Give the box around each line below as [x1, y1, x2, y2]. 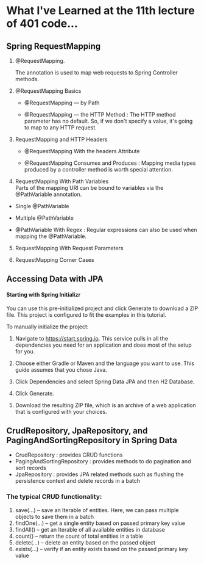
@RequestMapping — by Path [24, 99, 100, 106]
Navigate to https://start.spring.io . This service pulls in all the [15, 334, 169, 342]
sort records [15, 465, 47, 472]
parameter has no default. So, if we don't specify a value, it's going [24, 117, 193, 125]
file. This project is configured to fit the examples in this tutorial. [6, 311, 166, 318]
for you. [15, 347, 35, 355]
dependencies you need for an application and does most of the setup [15, 341, 192, 349]
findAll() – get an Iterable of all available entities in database [15, 526, 166, 533]
